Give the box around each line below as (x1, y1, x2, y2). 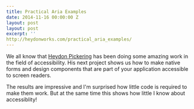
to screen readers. (6, 72, 52, 79)
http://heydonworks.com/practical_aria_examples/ (6, 36, 133, 42)
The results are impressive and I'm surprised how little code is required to (6, 83, 187, 90)
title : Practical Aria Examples (6, 8, 87, 15)
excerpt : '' (6, 31, 36, 37)
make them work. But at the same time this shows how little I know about (6, 90, 186, 96)
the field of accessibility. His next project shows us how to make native (6, 59, 181, 66)
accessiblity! (6, 96, 38, 103)
